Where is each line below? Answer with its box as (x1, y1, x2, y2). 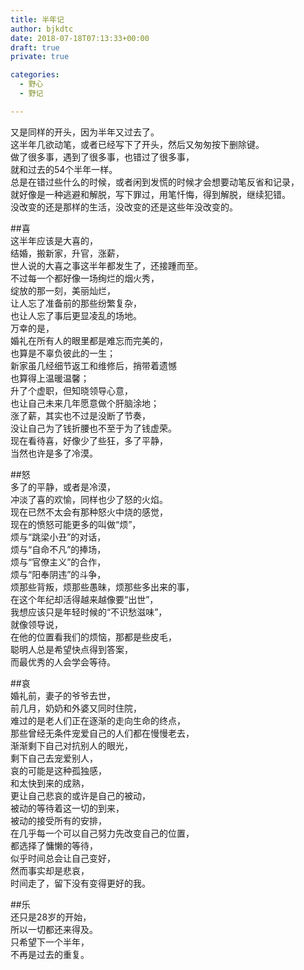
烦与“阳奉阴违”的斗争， (10, 568, 107, 580)
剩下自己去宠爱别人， (10, 752, 98, 764)
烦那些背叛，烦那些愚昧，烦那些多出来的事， (10, 581, 195, 593)
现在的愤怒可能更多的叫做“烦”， (10, 518, 142, 530)
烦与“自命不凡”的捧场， (10, 543, 107, 555)
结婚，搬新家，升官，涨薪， (10, 247, 125, 259)
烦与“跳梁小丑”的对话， (10, 531, 107, 543)
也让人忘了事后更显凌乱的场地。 (10, 309, 142, 321)
